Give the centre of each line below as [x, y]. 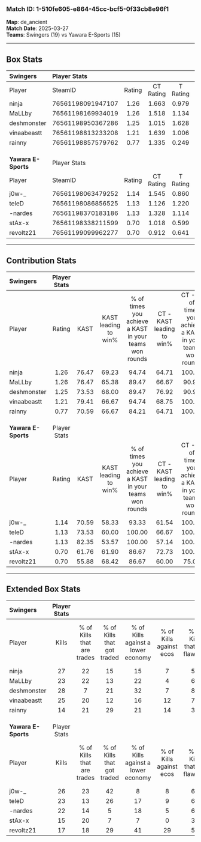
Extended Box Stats [43, 589]
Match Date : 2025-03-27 [37, 28]
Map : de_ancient [27, 22]
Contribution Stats [41, 260]
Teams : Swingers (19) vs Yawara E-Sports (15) [63, 35]
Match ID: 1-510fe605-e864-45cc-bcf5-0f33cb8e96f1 [88, 9]
